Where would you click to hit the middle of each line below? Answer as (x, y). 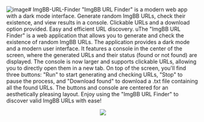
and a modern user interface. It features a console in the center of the (94, 48)
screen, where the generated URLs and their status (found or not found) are (102, 55)
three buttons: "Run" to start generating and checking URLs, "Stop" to (95, 74)
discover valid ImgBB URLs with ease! (54, 101)
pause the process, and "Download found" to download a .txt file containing (102, 81)
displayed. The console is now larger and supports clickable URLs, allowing (102, 62)
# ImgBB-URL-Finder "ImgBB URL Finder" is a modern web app (108, 10)
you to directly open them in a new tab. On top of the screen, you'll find (96, 68)
